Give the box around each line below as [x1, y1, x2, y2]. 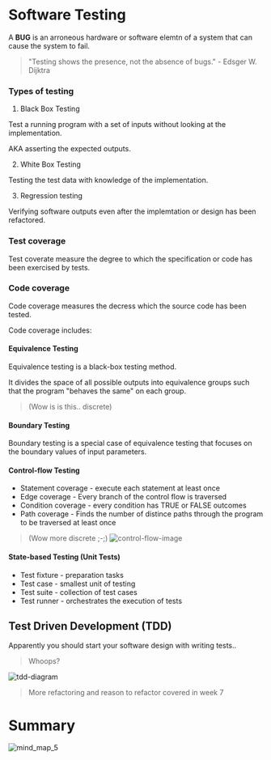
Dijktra [28, 65, 51, 74]
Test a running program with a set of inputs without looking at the [8, 120, 227, 129]
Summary [8, 716, 75, 734]
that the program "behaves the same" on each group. [8, 386, 187, 396]
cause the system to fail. [8, 40, 91, 50]
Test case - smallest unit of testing [19, 579, 136, 588]
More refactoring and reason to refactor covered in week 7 [28, 688, 224, 698]
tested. [8, 309, 32, 319]
